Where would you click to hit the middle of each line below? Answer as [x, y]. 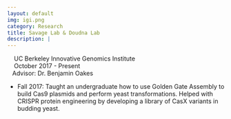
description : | [29, 39]
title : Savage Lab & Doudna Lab [53, 33]
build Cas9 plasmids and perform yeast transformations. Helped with [115, 94]
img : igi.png [26, 20]
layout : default [30, 13]
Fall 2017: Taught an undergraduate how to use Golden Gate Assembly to [121, 87]
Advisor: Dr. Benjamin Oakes [53, 74]
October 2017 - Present [47, 66]
